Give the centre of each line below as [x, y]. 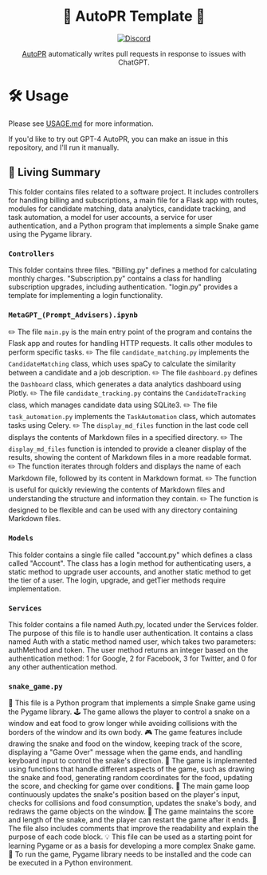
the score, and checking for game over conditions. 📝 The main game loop [129, 786]
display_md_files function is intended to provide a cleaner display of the [128, 449]
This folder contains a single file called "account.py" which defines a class [130, 555]
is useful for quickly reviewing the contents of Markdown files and [117, 490]
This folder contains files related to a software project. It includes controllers [133, 191]
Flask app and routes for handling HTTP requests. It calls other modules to [130, 343]
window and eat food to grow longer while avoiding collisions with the [123, 724]
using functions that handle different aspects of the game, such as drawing [132, 769]
